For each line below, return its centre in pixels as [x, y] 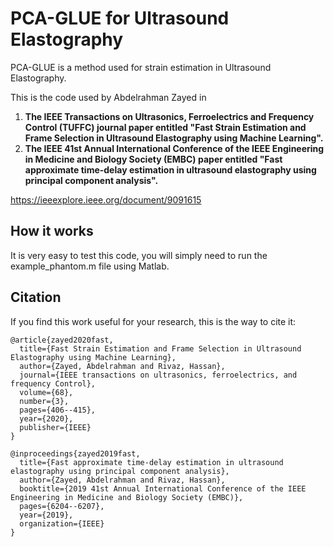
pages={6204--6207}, [62, 506]
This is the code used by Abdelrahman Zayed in [108, 97]
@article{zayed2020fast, [62, 340]
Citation [36, 297]
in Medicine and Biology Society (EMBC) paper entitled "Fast [153, 159]
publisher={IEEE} [55, 427]
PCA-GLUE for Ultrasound [120, 18]
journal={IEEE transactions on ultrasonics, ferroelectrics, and [158, 375]
